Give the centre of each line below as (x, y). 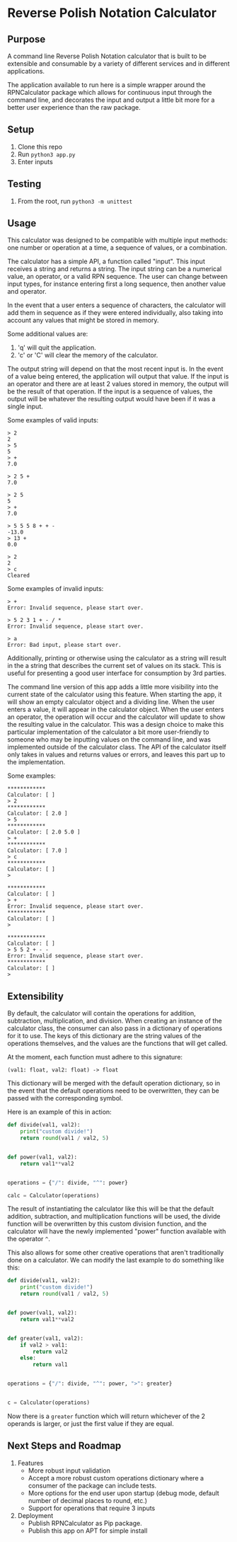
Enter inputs (35, 161)
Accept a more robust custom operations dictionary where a (116, 1478)
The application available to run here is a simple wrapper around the (107, 85)
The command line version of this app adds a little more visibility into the (113, 687)
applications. (26, 71)
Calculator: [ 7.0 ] (38, 851)
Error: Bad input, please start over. (64, 645)
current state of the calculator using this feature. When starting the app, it (115, 694)
